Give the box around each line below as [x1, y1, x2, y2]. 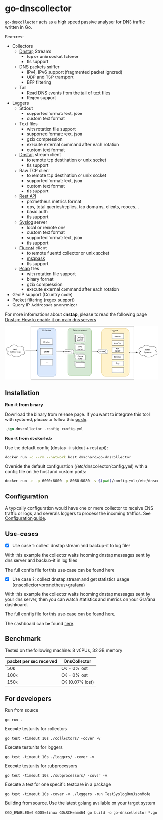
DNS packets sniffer [19, 64, 60, 70]
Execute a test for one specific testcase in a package [5, 782, 111, 787]
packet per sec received [7, 658, 57, 664]
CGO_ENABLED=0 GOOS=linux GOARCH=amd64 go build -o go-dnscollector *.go [5, 810, 158, 815]
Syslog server [19, 219, 48, 225]
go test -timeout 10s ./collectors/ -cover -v [5, 736, 101, 741]
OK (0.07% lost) [61, 679, 94, 685]
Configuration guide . [5, 515, 47, 521]
